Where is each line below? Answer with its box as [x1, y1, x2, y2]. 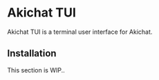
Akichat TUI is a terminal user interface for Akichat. [7, 28, 153, 36]
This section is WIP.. [7, 66, 65, 74]
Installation [7, 48, 57, 59]
